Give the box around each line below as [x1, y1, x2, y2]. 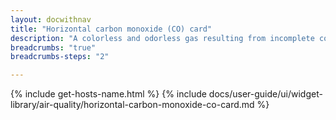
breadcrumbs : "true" [10, 42, 97, 53]
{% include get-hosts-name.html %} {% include [10, 88, 207, 100]
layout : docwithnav [10, 14, 92, 25]
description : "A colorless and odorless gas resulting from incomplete [10, 33, 315, 43]
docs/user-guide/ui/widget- [208, 88, 323, 100]
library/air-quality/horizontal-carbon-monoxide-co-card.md [10, 99, 255, 111]
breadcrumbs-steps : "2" [10, 52, 110, 62]
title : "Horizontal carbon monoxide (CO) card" [10, 24, 213, 34]
